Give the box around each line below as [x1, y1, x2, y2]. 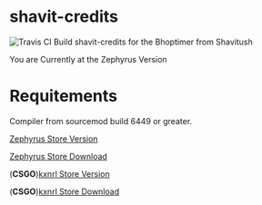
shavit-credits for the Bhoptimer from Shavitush [74, 36, 253, 47]
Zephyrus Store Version [9, 133, 98, 144]
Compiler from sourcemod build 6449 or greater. [9, 115, 193, 126]
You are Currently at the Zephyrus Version [9, 54, 167, 64]
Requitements [9, 86, 118, 106]
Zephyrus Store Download [9, 151, 107, 161]
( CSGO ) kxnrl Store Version [9, 168, 111, 179]
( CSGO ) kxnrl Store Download [9, 186, 120, 197]
